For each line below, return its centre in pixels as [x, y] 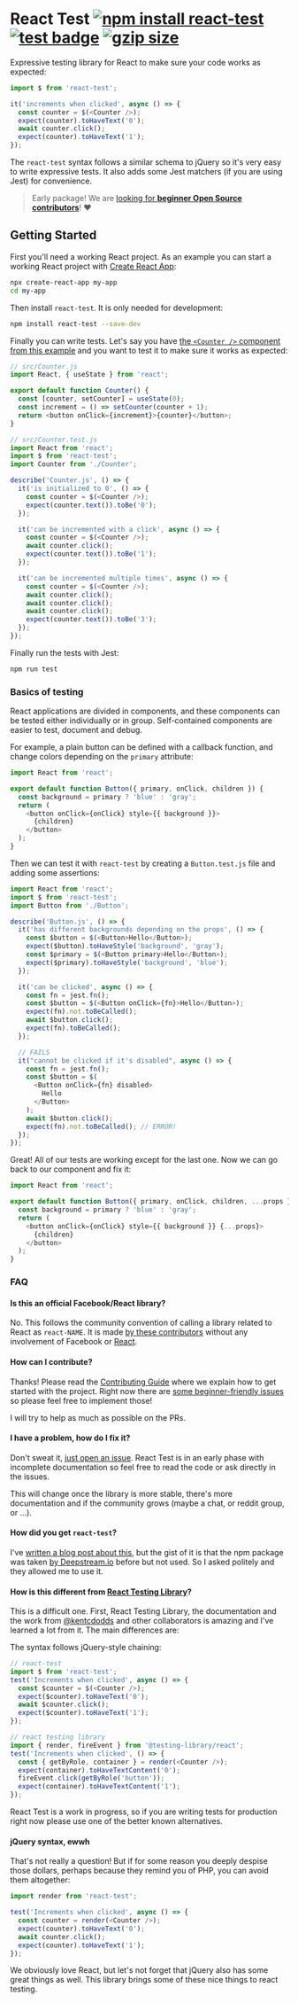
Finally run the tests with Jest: [65, 652]
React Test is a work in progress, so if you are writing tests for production [144, 1812]
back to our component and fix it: [71, 1169]
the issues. [30, 1477]
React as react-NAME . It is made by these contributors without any [129, 1332]
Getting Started [53, 235]
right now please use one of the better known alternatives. [117, 1821]
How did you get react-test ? [64, 1532]
